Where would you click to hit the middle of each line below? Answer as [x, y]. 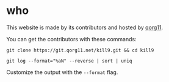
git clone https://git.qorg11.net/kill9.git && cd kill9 [80, 50]
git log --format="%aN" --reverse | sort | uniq [69, 61]
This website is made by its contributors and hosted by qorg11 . [85, 27]
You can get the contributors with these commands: [71, 39]
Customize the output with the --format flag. [62, 72]
